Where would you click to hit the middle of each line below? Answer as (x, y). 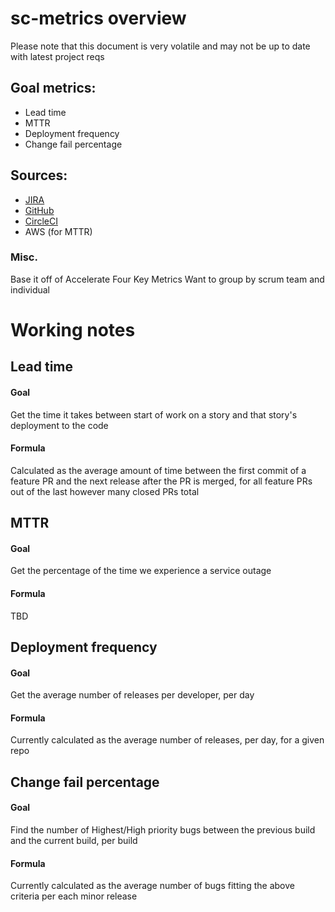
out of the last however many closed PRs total (105, 491)
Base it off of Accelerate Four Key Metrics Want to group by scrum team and (167, 279)
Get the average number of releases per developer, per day (132, 695)
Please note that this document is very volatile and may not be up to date (160, 46)
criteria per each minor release (74, 896)
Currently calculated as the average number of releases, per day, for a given (167, 740)
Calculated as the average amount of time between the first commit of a (158, 470)
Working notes (73, 330)
